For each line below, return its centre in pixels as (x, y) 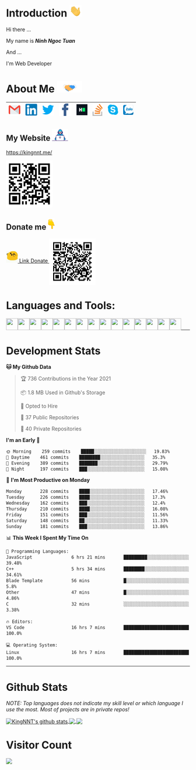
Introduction (37, 13)
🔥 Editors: (20, 622)
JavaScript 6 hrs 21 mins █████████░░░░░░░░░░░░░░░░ (98, 557)
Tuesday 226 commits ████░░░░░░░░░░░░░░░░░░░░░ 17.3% (86, 497)
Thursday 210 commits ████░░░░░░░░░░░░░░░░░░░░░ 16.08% (87, 509)
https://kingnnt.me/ (29, 152)
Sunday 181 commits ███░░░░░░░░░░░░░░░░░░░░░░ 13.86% (87, 527)
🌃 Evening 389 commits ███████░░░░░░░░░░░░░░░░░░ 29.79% (87, 463)
